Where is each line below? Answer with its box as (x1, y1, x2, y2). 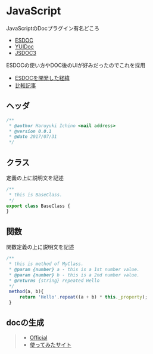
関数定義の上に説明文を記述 (6, 244, 74, 251)
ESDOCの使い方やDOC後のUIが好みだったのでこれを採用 (6, 61, 146, 69)
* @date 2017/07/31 (8, 134, 58, 140)
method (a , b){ (8, 288, 44, 295)
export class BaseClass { (6, 203, 70, 209)
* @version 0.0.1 (8, 128, 52, 134)
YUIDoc (14, 43, 34, 50)
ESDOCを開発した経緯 (14, 74, 70, 81)
